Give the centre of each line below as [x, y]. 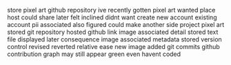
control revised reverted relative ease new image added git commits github [114, 47]
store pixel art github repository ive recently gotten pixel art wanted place [111, 10]
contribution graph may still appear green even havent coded [94, 54]
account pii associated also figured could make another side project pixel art [116, 25]
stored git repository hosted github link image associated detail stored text [113, 32]
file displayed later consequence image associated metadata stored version [114, 39]
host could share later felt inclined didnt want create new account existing [112, 17]
